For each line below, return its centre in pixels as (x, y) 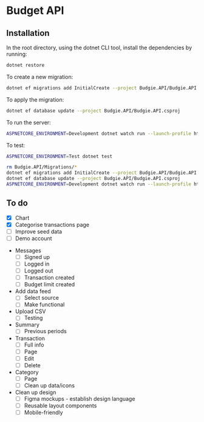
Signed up (37, 257)
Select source (42, 298)
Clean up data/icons (49, 385)
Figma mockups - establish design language (80, 398)
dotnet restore (25, 65)
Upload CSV (30, 311)
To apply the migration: (35, 99)
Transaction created (49, 278)
